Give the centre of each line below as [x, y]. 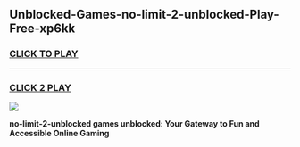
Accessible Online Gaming [59, 133]
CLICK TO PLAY [44, 54]
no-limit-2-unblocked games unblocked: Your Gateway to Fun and [135, 123]
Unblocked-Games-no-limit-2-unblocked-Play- [144, 15]
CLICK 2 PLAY [40, 87]
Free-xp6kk [42, 29]
